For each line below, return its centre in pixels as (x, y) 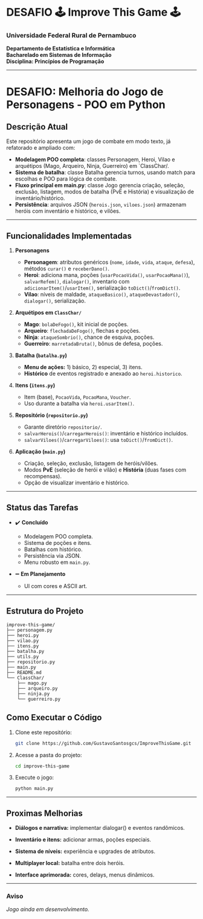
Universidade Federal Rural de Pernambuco (71, 36)
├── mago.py (32, 683)
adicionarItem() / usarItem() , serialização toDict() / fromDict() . (102, 288)
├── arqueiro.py (38, 688)
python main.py (34, 789)
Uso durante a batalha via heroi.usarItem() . (79, 404)
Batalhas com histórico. (53, 549)
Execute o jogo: (34, 778)
